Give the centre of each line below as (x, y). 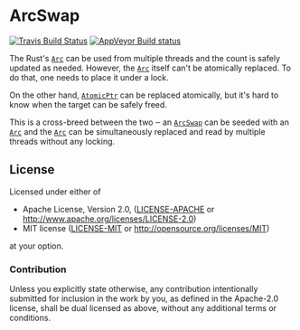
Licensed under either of (55, 192)
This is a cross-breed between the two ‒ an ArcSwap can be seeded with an (149, 122)
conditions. (30, 318)
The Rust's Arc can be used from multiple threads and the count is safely (145, 58)
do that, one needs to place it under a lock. (89, 77)
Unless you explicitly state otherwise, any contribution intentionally (134, 289)
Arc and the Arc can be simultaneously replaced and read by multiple (137, 131)
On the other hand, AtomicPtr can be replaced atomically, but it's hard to (144, 95)
